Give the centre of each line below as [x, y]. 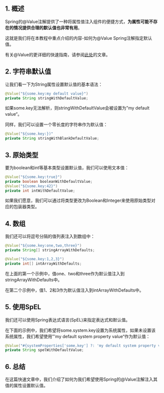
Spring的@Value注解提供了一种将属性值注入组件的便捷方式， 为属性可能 [77, 22]
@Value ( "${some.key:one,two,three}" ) [43, 246]
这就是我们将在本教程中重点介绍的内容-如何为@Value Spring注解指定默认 [79, 38]
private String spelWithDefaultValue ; [44, 350]
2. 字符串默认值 [28, 72]
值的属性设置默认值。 [26, 386]
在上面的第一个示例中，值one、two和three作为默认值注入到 [65, 273]
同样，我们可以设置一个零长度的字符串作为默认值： [56, 124]
